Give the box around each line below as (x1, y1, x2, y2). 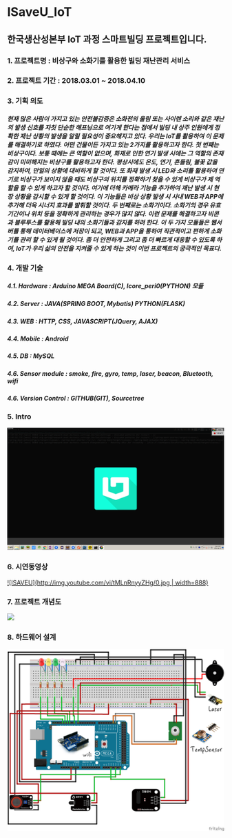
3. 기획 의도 (7, 96, 43, 106)
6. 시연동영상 (7, 562, 48, 572)
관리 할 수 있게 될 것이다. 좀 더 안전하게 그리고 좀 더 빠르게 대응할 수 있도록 (19, 236, 215, 244)
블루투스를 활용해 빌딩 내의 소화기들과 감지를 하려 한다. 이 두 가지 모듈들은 (14, 218, 210, 227)
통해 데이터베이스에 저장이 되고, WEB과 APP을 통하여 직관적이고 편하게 (19, 227, 209, 235)
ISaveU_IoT (7, 4, 72, 20)
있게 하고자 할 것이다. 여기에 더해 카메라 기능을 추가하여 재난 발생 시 (33, 184, 212, 192)
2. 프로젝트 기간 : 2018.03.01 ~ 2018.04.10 (7, 76, 146, 86)
